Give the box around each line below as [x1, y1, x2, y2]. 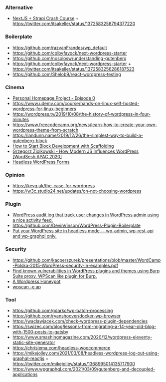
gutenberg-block [12, 137, 47, 144]
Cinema [5, 84, 24, 91]
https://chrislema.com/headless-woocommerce [12, 345, 111, 351]
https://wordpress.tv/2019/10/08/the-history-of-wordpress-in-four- [12, 111, 151, 117]
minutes [12, 116, 29, 122]
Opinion [5, 171, 25, 178]
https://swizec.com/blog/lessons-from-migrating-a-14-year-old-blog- [12, 323, 157, 329]
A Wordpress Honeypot [12, 278, 61, 284]
